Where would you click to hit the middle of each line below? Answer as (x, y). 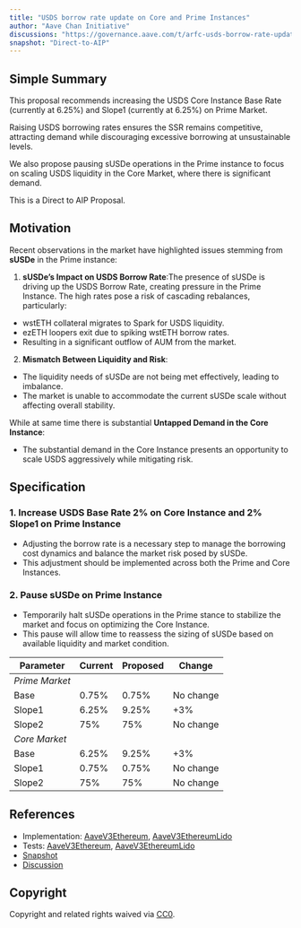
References (42, 815)
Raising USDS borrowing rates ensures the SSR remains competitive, (136, 127)
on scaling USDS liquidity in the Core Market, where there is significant (140, 173)
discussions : (34, 34)
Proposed (143, 665)
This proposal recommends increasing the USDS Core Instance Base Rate (146, 100)
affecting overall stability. (69, 405)
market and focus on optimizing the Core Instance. (116, 624)
